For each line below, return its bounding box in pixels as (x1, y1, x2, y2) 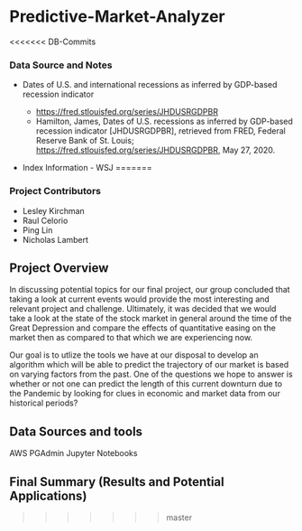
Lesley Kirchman (22, 205, 86, 216)
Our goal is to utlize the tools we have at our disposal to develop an (9, 349, 259, 360)
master (166, 512, 192, 523)
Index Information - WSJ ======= (22, 163, 153, 173)
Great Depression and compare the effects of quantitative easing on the (9, 322, 277, 333)
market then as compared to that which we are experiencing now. (9, 332, 253, 343)
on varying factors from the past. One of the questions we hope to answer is (9, 368, 293, 380)
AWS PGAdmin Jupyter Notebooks (9, 448, 138, 459)
